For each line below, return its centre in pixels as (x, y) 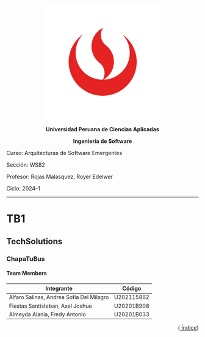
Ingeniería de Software (103, 141)
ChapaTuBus (26, 259)
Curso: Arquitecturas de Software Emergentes (64, 153)
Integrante (59, 289)
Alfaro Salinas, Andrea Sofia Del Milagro (59, 297)
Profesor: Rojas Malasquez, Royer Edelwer (59, 176)
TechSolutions (34, 241)
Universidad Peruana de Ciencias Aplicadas (103, 129)
